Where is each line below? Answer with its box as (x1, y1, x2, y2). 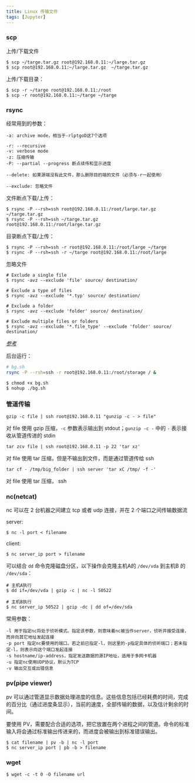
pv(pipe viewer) (6, 679, 52, 687)
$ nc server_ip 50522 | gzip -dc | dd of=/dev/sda (6, 604, 133, 610)
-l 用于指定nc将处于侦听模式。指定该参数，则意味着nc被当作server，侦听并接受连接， (6, 628, 189, 634)
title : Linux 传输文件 (6, 8, 58, 15)
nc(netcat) (6, 493, 37, 501)
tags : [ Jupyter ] (6, 14, 46, 20)
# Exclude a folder (6, 303, 54, 309)
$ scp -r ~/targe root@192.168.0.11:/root (6, 87, 112, 93)
